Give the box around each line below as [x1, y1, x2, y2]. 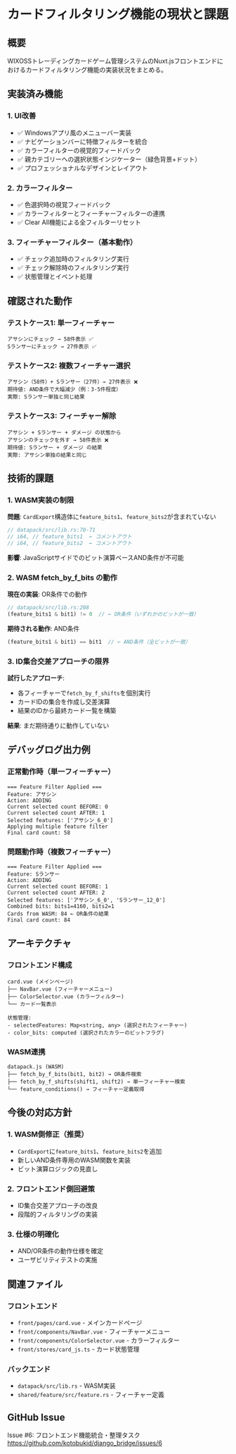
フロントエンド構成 [7, 960, 72, 970]
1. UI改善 [7, 111, 37, 121]
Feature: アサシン [7, 790, 57, 798]
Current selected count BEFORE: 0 [7, 803, 109, 810]
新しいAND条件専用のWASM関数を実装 [17, 1156, 131, 1164]
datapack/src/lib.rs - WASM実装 [17, 1381, 116, 1390]
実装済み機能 [7, 88, 63, 100]
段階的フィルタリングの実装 [17, 1210, 98, 1218]
